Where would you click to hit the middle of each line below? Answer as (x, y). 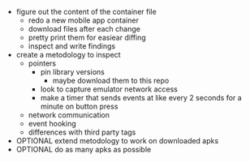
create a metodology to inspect (68, 55)
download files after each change (84, 29)
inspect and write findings (72, 46)
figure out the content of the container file (86, 12)
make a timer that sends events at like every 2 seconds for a (141, 98)
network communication (69, 115)
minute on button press (79, 106)
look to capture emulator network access (109, 89)
